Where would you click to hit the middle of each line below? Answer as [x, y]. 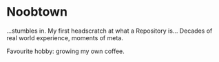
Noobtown [37, 12]
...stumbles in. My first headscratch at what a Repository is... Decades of [109, 31]
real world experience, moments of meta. [65, 37]
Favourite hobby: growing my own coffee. [65, 51]
